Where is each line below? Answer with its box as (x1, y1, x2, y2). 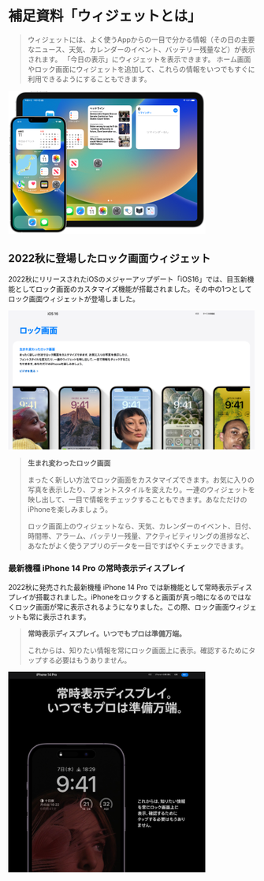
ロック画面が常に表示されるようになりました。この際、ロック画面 (14, 602, 229, 611)
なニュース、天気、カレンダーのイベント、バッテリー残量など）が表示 (27, 44, 255, 54)
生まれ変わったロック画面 (27, 458, 111, 468)
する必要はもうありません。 (41, 655, 132, 665)
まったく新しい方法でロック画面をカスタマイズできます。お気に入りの (27, 475, 255, 485)
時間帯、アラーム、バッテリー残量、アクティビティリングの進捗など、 (27, 532, 255, 541)
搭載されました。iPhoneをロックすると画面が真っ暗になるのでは (35, 592, 245, 602)
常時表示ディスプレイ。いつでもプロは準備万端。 (27, 629, 187, 638)
